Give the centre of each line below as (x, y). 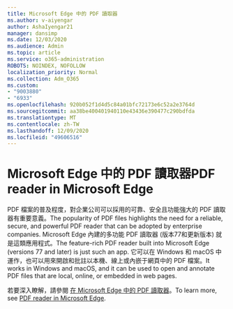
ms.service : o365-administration (56, 59)
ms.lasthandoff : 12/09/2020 (48, 131)
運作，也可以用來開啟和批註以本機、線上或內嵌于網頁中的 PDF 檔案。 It (108, 261)
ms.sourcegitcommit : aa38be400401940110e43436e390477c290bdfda (101, 111)
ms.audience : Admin (36, 46)
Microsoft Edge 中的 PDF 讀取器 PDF (111, 174)
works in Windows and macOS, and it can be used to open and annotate (111, 268)
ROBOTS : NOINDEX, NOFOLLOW (46, 66)
